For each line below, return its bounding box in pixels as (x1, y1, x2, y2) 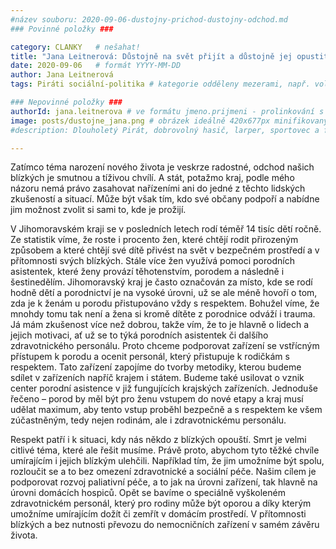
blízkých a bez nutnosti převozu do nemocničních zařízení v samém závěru (10, 519, 320, 531)
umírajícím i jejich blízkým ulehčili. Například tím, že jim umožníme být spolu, (10, 455, 325, 467)
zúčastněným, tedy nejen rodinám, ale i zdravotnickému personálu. (10, 414, 287, 426)
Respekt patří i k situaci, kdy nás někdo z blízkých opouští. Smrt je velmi (10, 434, 307, 446)
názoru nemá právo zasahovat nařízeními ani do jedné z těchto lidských (10, 182, 306, 195)
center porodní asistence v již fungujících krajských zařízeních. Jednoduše (10, 382, 318, 395)
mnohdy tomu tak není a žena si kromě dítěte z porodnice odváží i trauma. (10, 308, 316, 320)
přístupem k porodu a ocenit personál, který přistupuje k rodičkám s (10, 351, 290, 363)
